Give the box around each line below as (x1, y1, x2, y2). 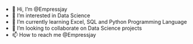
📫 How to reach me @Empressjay (11, 32, 96, 38)
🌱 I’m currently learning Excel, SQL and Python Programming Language (11, 18, 188, 25)
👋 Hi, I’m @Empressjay (11, 6, 67, 12)
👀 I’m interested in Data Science (11, 12, 91, 19)
